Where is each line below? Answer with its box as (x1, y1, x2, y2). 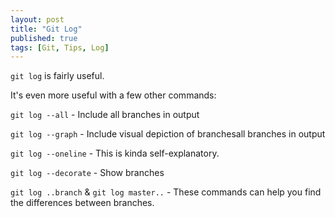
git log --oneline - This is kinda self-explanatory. (10, 147, 220, 160)
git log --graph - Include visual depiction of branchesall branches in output (10, 128, 326, 140)
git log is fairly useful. (10, 70, 105, 82)
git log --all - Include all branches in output (10, 109, 200, 121)
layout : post (10, 14, 65, 25)
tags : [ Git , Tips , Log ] (10, 42, 110, 53)
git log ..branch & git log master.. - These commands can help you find (10, 186, 322, 198)
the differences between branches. (10, 197, 155, 209)
